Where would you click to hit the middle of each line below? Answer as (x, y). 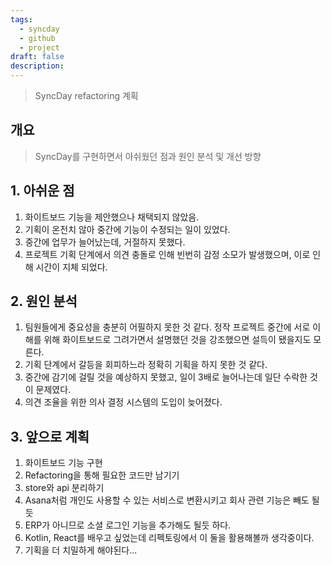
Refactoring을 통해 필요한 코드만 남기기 (102, 475)
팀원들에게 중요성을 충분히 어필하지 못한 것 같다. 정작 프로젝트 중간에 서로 (167, 327)
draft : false (37, 57)
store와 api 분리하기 (64, 488)
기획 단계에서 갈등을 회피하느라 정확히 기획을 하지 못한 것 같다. (146, 365)
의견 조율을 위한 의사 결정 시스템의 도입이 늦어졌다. (123, 402)
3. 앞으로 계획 (50, 436)
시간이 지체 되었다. (71, 267)
